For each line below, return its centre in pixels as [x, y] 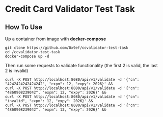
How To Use [24, 27]
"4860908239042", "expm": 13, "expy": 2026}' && [56, 110]
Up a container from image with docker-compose [56, 39]
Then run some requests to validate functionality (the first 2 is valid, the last [81, 65]
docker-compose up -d [27, 56]
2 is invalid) [17, 70]
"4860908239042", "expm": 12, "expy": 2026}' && [56, 93]
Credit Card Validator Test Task [70, 9]
